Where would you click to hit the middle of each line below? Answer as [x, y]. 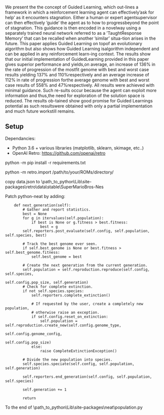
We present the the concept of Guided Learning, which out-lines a [72, 7]
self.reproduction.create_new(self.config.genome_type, [63, 325]
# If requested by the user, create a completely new [87, 304]
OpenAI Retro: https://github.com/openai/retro [59, 153]
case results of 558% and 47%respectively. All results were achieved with [80, 85]
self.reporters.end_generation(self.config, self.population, [87, 377]
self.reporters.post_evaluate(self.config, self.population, [86, 231]
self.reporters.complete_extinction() [71, 295]
